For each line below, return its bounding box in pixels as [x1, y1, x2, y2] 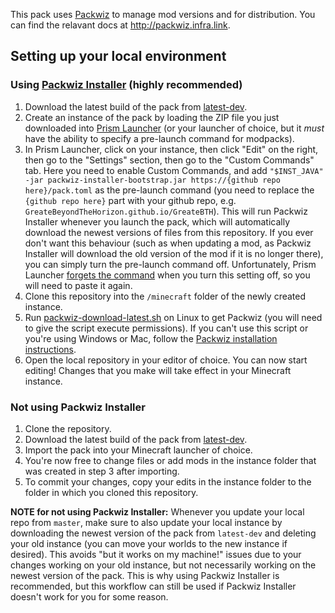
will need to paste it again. [24, 279, 133, 291]
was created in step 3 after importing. [24, 465, 180, 477]
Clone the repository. [24, 422, 112, 434]
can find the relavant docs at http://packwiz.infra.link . [10, 19, 231, 31]
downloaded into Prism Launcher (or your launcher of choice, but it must [24, 122, 325, 134]
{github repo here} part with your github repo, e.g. [24, 194, 237, 206]
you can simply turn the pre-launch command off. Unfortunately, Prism [24, 258, 317, 270]
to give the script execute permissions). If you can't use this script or [24, 322, 309, 334]
